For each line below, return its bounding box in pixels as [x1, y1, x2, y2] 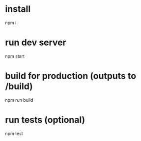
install [5, 3, 31, 15]
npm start [5, 53, 25, 59]
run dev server [5, 37, 66, 48]
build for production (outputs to [5, 70, 137, 82]
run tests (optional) [5, 114, 85, 125]
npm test [5, 130, 23, 136]
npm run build [5, 97, 33, 103]
